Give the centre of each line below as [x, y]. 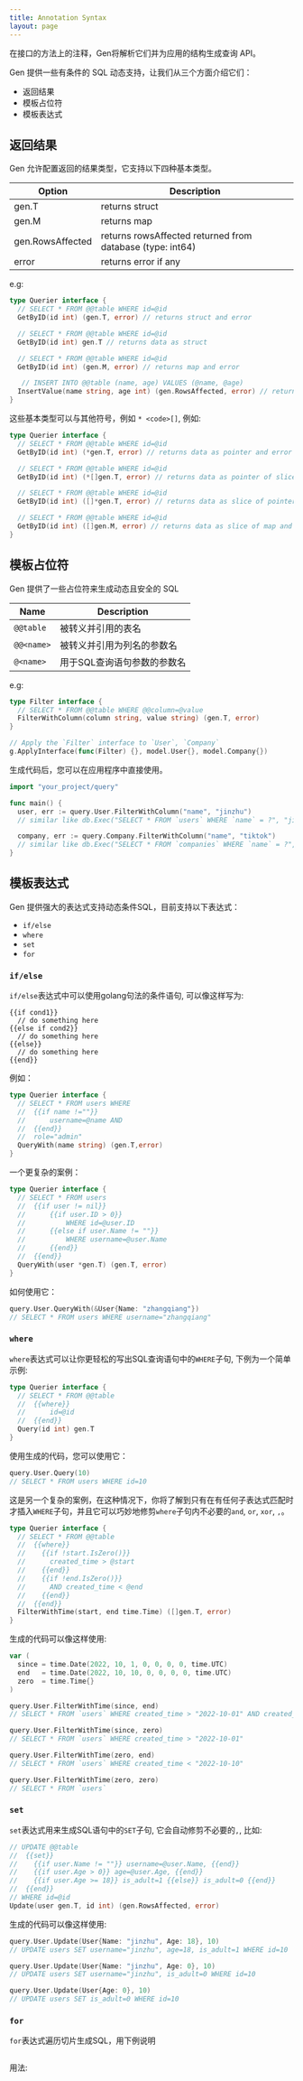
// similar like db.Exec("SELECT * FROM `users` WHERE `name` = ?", [149, 820]
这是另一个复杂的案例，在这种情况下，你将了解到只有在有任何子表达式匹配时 [151, 1500]
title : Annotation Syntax [58, 18]
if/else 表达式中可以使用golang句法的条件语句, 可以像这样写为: [127, 996]
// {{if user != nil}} [62, 1206]
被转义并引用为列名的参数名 [119, 645]
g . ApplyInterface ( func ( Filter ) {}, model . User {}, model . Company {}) [139, 751]
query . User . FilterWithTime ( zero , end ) [82, 1756]
